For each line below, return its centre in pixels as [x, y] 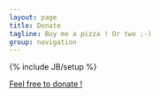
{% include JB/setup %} [53, 67]
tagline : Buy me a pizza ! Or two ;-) [80, 34]
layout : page [33, 17]
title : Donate [35, 26]
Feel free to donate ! [46, 84]
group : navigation [43, 42]
